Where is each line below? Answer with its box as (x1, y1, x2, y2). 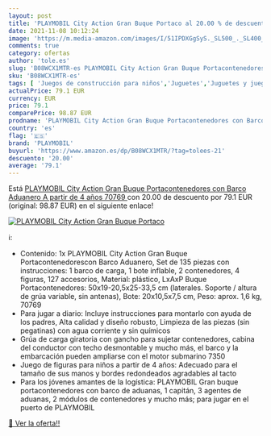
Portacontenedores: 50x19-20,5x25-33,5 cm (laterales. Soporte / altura (19, 283, 257, 293)
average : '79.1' (8, 162, 63, 170)
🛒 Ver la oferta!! (8, 418, 60, 428)
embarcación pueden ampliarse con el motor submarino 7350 (19, 351, 226, 361)
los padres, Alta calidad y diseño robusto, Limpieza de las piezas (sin (19, 318, 250, 327)
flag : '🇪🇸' (8, 131, 48, 139)
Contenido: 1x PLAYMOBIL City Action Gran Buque (19, 249, 188, 259)
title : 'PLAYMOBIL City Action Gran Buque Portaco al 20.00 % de (8, 19, 232, 27)
